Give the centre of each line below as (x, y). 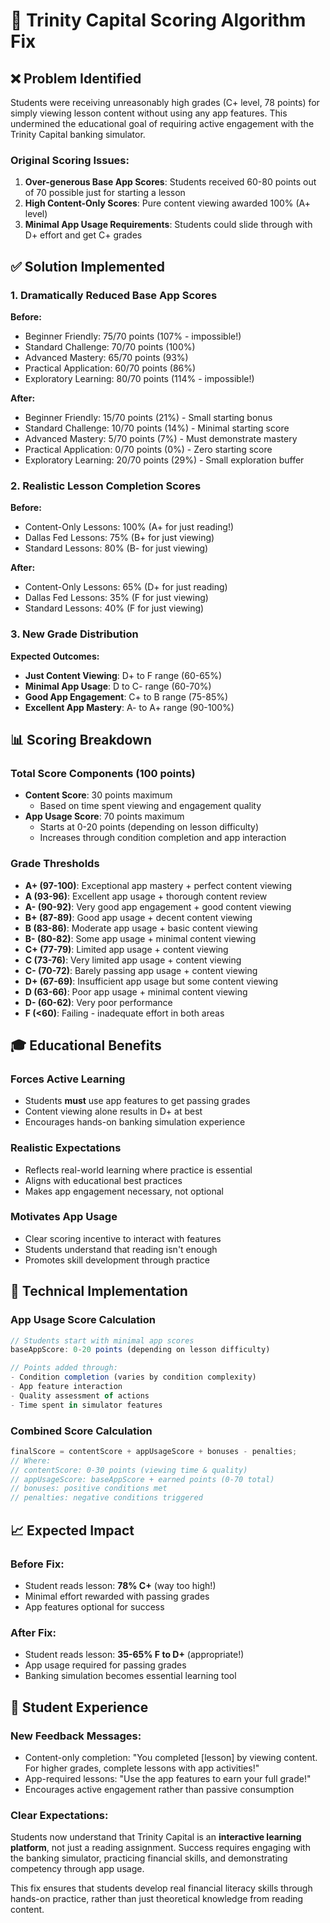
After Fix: (33, 1632)
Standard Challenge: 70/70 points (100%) (110, 346)
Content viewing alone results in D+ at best (113, 1111)
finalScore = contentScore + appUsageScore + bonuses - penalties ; (154, 1451)
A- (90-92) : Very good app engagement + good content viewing (158, 906)
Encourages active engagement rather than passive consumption (159, 1789)
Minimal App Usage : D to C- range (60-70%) (118, 686)
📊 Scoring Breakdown (81, 739)
